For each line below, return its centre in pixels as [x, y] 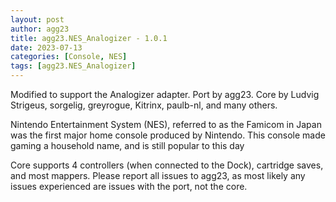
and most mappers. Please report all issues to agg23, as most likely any [158, 175]
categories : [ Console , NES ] [69, 57]
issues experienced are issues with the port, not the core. [129, 186]
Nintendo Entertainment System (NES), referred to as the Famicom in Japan [166, 124]
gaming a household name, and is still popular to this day [127, 145]
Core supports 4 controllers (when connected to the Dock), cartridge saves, [167, 165]
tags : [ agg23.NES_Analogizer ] [73, 66]
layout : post [37, 19]
